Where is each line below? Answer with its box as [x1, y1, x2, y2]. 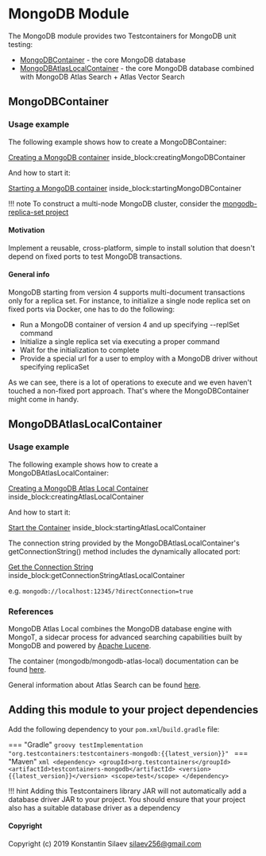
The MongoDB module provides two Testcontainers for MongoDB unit [8, 31, 237, 41]
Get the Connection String [8, 562, 94, 572]
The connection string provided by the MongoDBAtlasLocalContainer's [8, 538, 240, 548]
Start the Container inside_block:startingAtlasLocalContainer [8, 522, 206, 532]
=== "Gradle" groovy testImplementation [8, 740, 144, 749]
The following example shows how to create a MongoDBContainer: [8, 137, 227, 147]
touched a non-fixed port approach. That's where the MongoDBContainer [8, 386, 249, 396]
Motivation [8, 225, 45, 235]
